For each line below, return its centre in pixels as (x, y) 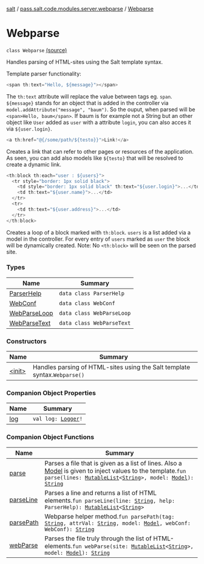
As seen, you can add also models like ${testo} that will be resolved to (95, 158)
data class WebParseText (95, 323)
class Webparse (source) (37, 50)
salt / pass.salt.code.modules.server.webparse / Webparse (80, 9)
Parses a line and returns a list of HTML (100, 493)
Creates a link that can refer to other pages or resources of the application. (100, 151)
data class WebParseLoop (95, 313)
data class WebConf (87, 303)
